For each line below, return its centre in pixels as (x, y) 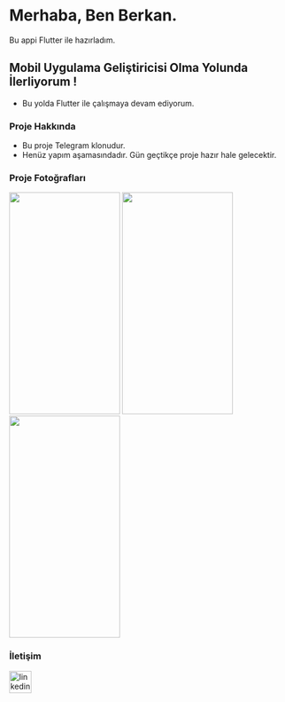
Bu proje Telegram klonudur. (73, 146)
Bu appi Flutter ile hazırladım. (62, 40)
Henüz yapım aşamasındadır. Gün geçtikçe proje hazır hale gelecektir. (149, 155)
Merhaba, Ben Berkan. (93, 16)
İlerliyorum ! (43, 82)
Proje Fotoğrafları (47, 177)
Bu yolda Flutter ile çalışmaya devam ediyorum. (108, 103)
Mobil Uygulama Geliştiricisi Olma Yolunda (129, 68)
